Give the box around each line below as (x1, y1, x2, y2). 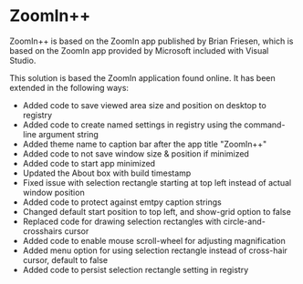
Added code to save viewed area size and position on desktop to (22, 99, 266, 110)
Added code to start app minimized (22, 157, 156, 168)
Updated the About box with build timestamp (22, 167, 192, 178)
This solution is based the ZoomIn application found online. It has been (9, 72, 276, 83)
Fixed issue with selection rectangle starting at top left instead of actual (22, 177, 292, 188)
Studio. (9, 55, 37, 66)
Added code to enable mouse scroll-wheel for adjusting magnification (22, 235, 286, 246)
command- (244, 119, 286, 130)
